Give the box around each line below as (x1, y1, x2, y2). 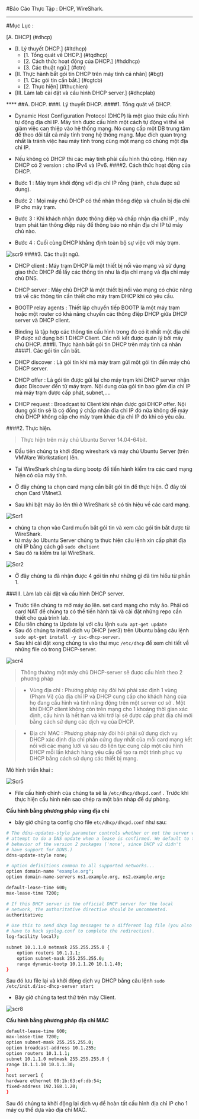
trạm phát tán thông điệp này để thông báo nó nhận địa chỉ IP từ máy (14, 221, 183, 228)
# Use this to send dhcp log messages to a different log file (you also (6, 923, 192, 928)
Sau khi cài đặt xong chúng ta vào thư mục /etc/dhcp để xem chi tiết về (14, 639, 190, 646)
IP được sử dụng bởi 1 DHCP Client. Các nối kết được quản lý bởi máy (14, 335, 184, 341)
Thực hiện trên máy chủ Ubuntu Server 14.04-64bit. (20, 436, 147, 443)
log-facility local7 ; (6, 934, 60, 940)
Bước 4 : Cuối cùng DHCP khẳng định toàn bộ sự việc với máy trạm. (14, 239, 181, 246)
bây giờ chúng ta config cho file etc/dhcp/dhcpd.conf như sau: (14, 819, 167, 826)
